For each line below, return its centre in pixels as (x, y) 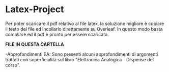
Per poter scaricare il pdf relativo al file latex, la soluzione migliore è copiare (85, 23)
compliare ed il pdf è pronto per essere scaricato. (57, 34)
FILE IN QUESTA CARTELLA (35, 44)
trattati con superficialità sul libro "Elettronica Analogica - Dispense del (80, 59)
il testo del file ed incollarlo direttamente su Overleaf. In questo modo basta (84, 29)
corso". (13, 65)
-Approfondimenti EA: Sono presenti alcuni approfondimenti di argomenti (82, 54)
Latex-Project (35, 9)
